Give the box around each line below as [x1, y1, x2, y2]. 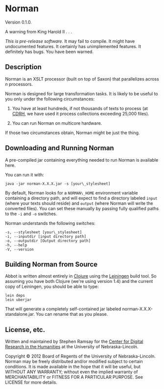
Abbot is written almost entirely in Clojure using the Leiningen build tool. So [5, 273, 157, 279]
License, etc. [5, 325, 46, 334]
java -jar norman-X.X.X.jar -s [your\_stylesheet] [5, 181, 111, 186]
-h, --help [5, 243, 27, 248]
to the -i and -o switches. [5, 211, 57, 217]
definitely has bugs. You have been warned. [5, 49, 94, 55]
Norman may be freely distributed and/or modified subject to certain [5, 359, 143, 364]
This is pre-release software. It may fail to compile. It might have [5, 38, 135, 44]
